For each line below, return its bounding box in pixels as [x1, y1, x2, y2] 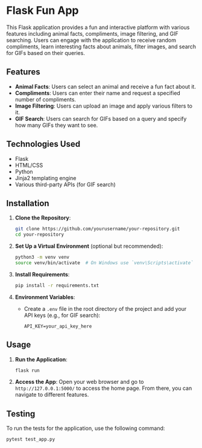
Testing [6, 409, 36, 419]
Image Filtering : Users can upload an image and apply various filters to [14, 102, 193, 109]
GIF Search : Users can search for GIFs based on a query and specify [14, 115, 187, 122]
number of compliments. [14, 96, 77, 103]
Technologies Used [6, 139, 80, 149]
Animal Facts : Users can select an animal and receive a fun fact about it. [14, 83, 196, 90]
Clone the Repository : [14, 214, 71, 221]
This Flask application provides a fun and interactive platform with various [6, 24, 190, 31]
